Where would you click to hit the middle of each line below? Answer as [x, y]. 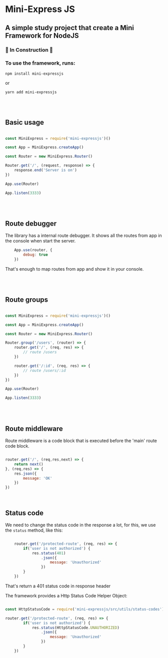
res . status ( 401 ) [49, 553]
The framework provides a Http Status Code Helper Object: [66, 595]
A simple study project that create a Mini [69, 28]
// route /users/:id [44, 370]
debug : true [36, 255]
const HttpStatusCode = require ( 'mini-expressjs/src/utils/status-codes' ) [85, 609]
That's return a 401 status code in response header [58, 586]
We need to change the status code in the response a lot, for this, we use [80, 525]
